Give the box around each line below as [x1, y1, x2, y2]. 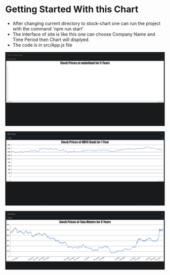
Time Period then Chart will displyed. [12, 37, 90, 43]
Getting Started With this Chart [5, 4, 139, 15]
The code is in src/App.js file [12, 42, 72, 48]
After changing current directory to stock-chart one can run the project [12, 20, 161, 26]
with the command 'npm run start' [12, 25, 84, 31]
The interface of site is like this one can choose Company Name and [12, 31, 155, 37]
